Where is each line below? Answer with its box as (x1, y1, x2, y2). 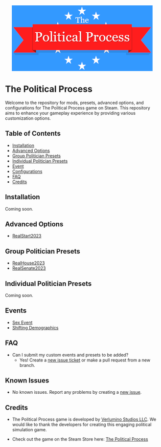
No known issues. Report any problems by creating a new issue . (12, 389, 142, 395)
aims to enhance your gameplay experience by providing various (5, 110, 136, 116)
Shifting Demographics (12, 324, 59, 330)
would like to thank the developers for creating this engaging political (12, 422, 152, 427)
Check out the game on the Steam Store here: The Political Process (12, 436, 148, 442)
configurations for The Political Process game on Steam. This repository (5, 105, 150, 110)
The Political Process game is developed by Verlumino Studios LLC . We (12, 416, 157, 423)
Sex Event (12, 319, 33, 325)
